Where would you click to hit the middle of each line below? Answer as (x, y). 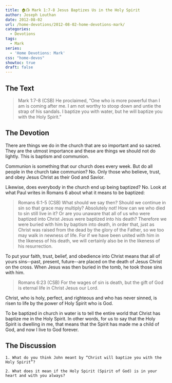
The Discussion (31, 346)
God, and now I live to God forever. (42, 330)
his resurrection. (35, 246)
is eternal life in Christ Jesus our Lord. (58, 288)
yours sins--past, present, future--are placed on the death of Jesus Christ (84, 261)
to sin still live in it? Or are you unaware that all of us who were (84, 213)
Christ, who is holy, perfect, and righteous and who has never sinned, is (81, 298)
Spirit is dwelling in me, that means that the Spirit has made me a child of (82, 324)
